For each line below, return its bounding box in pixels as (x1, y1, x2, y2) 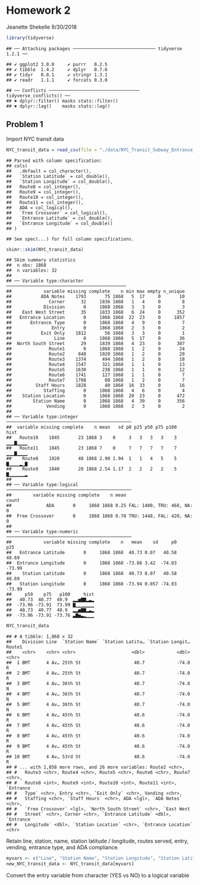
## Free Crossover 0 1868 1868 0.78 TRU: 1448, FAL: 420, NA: (6, 513, 193, 520)
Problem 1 (6, 119, 43, 130)
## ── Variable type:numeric (6, 529, 79, 535)
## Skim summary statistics (6, 257, 76, 263)
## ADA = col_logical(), (6, 204, 73, 211)
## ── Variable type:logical (6, 482, 79, 488)
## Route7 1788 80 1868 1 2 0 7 (6, 377, 185, 383)
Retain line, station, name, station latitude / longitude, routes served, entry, (6, 837, 189, 845)
